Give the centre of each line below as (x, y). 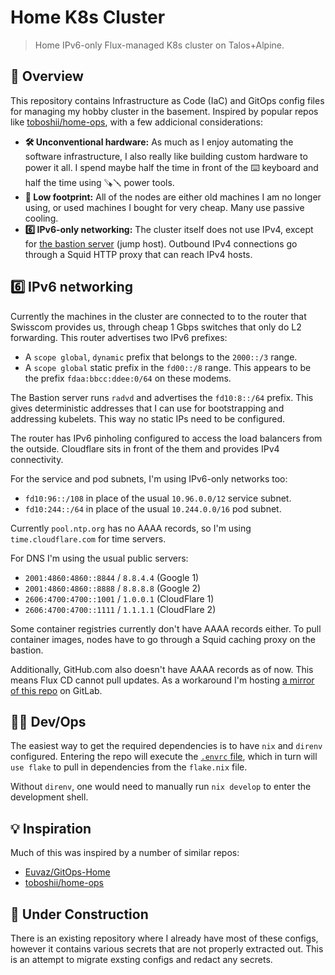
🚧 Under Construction (79, 914)
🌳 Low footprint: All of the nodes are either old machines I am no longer (173, 197)
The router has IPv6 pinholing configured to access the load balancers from (166, 438)
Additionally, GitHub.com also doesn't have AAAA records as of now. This (162, 669)
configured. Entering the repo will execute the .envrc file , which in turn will (164, 757)
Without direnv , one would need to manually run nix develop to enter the (161, 787)
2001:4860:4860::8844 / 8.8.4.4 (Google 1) (112, 577)
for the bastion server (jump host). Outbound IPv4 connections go (161, 243)
